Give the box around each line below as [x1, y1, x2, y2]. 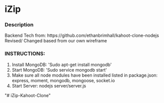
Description [4, 21, 34, 28]
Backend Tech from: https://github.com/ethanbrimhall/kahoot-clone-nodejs [4, 32, 160, 38]
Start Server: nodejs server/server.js [11, 83, 86, 89]
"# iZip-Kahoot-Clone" [4, 92, 51, 98]
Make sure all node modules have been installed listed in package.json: [11, 72, 158, 78]
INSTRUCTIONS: [4, 50, 46, 57]
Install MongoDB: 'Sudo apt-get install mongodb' [11, 61, 112, 68]
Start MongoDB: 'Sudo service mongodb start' [11, 67, 107, 73]
